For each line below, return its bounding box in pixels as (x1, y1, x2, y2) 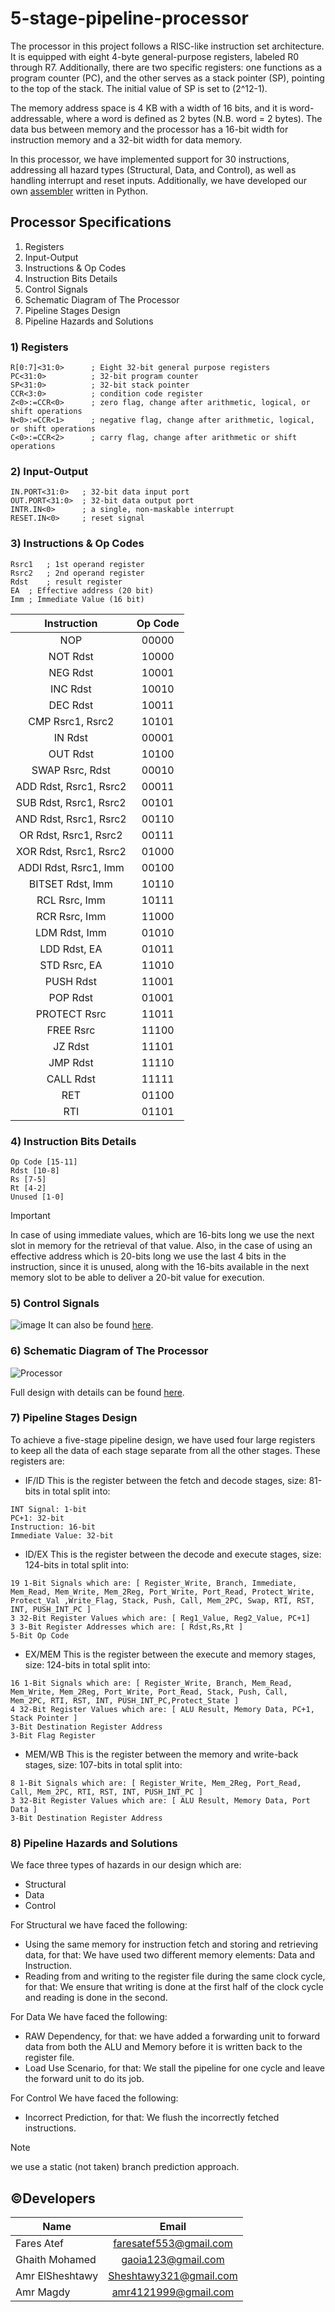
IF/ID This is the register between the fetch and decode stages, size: (24, 1474, 307, 1486)
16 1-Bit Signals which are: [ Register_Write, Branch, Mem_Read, (10, 1678, 293, 1688)
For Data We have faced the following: (10, 2011, 168, 2023)
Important (10, 1209, 51, 1221)
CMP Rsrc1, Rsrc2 (28, 714, 115, 728)
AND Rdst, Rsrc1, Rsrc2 (15, 812, 127, 826)
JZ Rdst (53, 1039, 90, 1053)
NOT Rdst (48, 649, 94, 663)
